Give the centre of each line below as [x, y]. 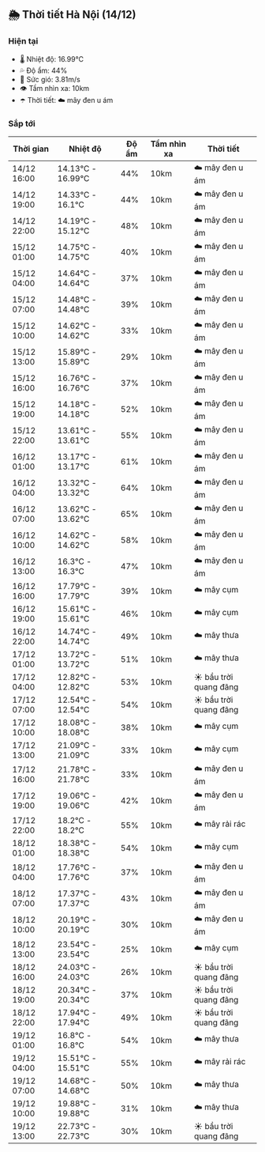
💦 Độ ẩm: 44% [43, 70]
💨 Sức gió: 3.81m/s [50, 79]
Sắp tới [22, 123]
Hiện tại [23, 41]
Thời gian [31, 149]
